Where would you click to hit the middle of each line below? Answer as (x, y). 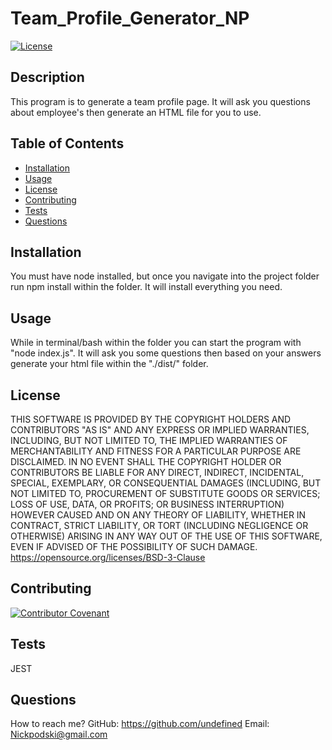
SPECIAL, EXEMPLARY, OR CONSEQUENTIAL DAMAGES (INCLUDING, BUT (166, 483)
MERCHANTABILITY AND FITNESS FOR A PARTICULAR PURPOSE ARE (156, 451)
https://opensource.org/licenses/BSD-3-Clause (108, 557)
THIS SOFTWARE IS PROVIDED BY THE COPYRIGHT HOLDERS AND (151, 419)
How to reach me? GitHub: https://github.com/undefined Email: (140, 724)
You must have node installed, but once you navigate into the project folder (165, 276)
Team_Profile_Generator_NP (130, 18)
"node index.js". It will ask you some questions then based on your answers (166, 353)
